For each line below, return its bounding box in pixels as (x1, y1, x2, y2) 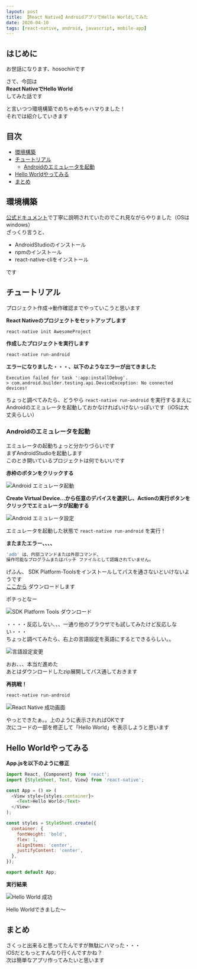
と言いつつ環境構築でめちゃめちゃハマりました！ (6, 105, 125, 112)
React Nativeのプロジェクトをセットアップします (6, 317, 127, 324)
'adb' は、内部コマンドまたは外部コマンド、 (6, 551, 102, 558)
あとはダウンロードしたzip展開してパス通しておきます (6, 668, 138, 675)
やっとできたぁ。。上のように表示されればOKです (6, 717, 125, 724)
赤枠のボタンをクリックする (6, 469, 74, 477)
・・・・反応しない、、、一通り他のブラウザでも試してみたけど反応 (6, 621, 167, 628)
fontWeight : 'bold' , (17, 831, 67, 837)
